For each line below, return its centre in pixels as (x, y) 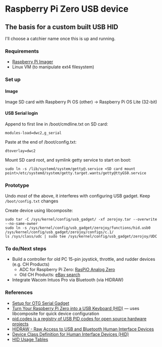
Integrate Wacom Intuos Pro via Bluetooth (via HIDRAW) (68, 280)
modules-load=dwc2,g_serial (33, 133)
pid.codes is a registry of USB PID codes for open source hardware (79, 319)
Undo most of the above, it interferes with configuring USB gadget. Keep (78, 196)
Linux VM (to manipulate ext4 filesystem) (53, 67)
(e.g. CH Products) (31, 264)
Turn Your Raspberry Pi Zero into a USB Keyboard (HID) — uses (76, 308)
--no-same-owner (21, 223)
